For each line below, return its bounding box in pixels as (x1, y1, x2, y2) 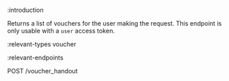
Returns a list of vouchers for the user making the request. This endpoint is (7, 19, 222, 27)
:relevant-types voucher (7, 40, 77, 48)
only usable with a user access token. (7, 27, 115, 35)
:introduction (7, 6, 44, 14)
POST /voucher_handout (7, 67, 78, 75)
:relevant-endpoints (7, 53, 64, 62)
